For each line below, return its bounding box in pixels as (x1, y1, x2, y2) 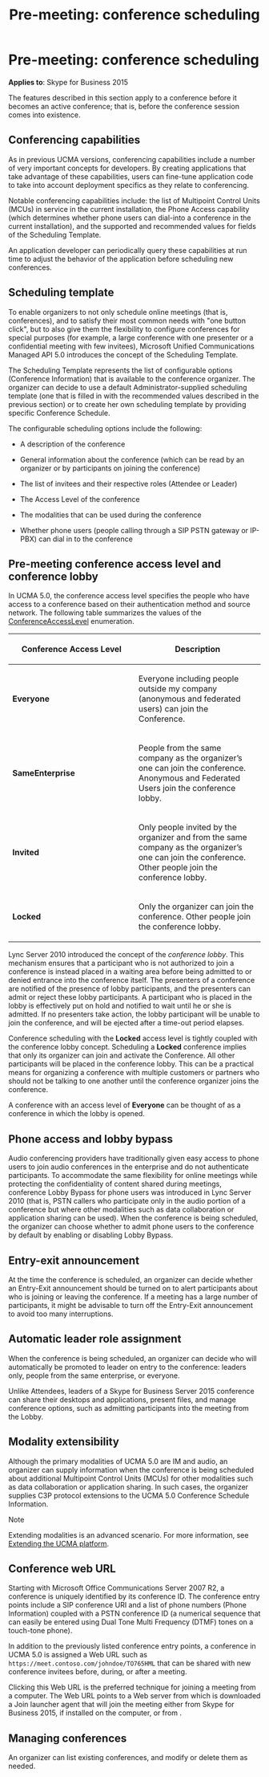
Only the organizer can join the (139, 901, 255, 912)
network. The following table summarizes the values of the (8, 608, 202, 617)
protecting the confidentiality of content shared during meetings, (8, 1179, 222, 1189)
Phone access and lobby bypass (8, 1132, 174, 1146)
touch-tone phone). (8, 1626, 73, 1636)
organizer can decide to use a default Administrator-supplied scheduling (8, 382, 247, 392)
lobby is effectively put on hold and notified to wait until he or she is (8, 1001, 232, 1011)
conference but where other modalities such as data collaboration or (8, 1204, 235, 1214)
